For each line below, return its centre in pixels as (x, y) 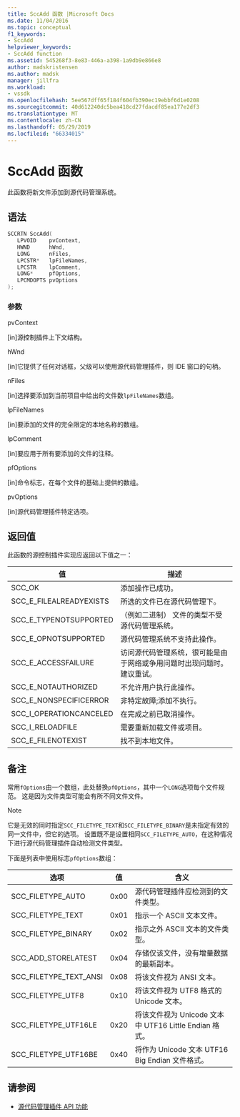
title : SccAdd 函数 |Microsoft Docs (61, 14)
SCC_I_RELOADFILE (44, 728)
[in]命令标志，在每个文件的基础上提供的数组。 (75, 482)
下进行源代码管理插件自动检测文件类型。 (67, 843)
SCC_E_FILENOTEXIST (49, 740)
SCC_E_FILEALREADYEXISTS (60, 601)
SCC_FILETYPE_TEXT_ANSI (57, 976)
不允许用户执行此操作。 (160, 687)
